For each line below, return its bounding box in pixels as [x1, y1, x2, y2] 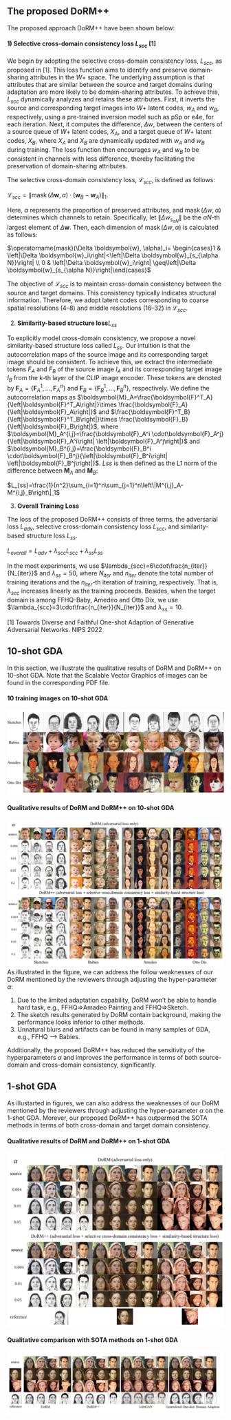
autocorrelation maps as [7, 393, 76, 401]
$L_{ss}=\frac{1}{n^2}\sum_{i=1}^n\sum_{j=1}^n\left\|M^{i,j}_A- [7, 481, 184, 489]
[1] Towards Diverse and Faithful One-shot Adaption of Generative [7, 618, 195, 627]
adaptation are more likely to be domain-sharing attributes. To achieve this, [7, 88, 220, 96]
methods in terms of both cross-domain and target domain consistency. [7, 1121, 211, 1129]
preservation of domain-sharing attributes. [7, 161, 128, 170]
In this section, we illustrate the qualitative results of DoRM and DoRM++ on [7, 664, 221, 672]
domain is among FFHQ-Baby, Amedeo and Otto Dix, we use [7, 596, 179, 604]
